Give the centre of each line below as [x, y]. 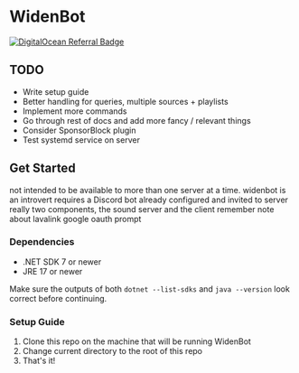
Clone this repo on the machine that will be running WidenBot [136, 341]
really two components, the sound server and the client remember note [142, 209]
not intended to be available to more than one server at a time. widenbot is [148, 190]
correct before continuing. [58, 298]
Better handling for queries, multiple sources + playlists [125, 101]
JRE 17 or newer [52, 271]
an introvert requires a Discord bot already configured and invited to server [149, 200]
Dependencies [42, 242]
